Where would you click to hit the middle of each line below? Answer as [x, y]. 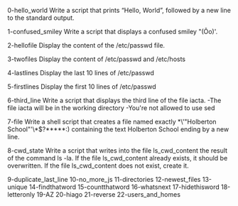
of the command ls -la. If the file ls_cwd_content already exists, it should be [118, 158]
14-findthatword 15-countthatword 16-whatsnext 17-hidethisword [124, 187]
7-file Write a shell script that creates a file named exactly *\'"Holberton [112, 121]
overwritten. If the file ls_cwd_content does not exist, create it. [98, 166]
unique [17, 187]
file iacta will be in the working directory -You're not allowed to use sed [111, 108]
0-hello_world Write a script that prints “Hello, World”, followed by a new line [119, 10]
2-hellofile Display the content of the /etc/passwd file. [86, 45]
